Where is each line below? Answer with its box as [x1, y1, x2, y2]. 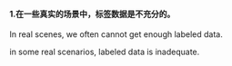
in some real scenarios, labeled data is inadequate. [9, 46, 200, 58]
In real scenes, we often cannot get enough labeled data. [9, 29, 223, 40]
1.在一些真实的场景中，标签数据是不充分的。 [9, 8, 176, 19]
